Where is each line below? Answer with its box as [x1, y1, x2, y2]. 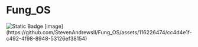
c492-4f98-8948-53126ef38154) [6, 35, 87, 42]
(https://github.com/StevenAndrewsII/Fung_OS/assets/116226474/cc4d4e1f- [6, 28, 192, 35]
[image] [44, 23, 64, 30]
